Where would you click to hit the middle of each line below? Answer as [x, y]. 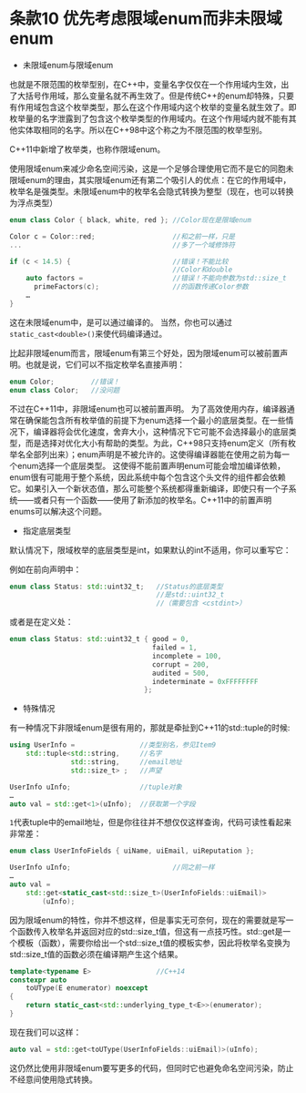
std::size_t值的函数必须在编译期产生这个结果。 [96, 954]
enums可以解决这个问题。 [58, 511]
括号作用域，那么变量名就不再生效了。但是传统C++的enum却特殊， [152, 96]
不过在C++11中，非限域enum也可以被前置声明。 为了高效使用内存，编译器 [148, 409]
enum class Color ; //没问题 [65, 390]
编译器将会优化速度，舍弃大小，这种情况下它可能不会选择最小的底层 [161, 431]
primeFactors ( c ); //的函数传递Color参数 [141, 287]
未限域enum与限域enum [68, 65]
